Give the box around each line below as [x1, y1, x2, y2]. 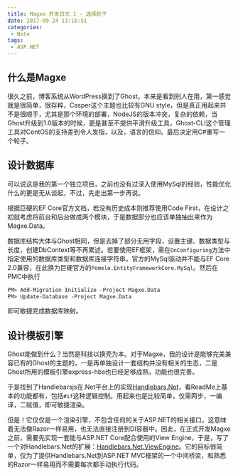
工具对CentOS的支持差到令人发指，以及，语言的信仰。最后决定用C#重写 [7, 127, 220, 136]
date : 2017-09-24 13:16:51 [7, 17, 87, 24]
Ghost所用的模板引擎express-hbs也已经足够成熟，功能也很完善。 [7, 367, 199, 376]
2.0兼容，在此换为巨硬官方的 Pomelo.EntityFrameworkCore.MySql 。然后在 [7, 263, 219, 271]
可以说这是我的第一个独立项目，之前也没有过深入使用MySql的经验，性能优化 [7, 179, 232, 188]
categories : [7, 24, 43, 31]
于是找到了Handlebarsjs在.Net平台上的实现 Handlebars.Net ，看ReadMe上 [7, 382, 222, 392]
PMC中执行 [7, 272, 40, 281]
